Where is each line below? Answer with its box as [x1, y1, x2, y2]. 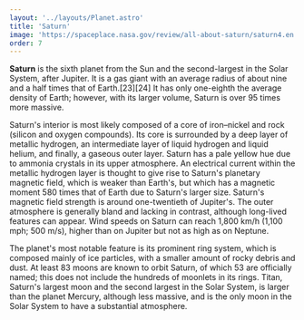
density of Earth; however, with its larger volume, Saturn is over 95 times [9, 92, 281, 103]
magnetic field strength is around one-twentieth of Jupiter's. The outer [9, 197, 274, 208]
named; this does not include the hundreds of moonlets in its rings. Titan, [9, 272, 283, 283]
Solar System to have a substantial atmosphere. [9, 301, 188, 312]
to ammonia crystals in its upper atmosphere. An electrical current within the [9, 158, 296, 169]
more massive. [9, 102, 64, 113]
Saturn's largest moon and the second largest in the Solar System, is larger [9, 282, 289, 293]
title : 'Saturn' [9, 22, 71, 31]
